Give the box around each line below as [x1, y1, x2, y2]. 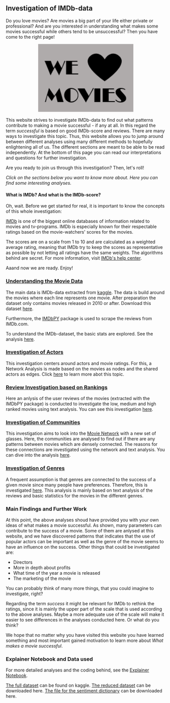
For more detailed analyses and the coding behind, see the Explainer [6, 667, 149, 673]
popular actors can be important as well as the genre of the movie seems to [6, 539, 164, 545]
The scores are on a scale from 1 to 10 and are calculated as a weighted [6, 239, 156, 245]
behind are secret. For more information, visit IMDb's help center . [6, 255, 142, 261]
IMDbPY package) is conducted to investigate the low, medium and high [6, 401, 156, 407]
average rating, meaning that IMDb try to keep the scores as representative [6, 244, 163, 250]
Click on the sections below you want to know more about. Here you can [6, 175, 158, 181]
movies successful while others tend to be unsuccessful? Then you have [6, 28, 158, 35]
